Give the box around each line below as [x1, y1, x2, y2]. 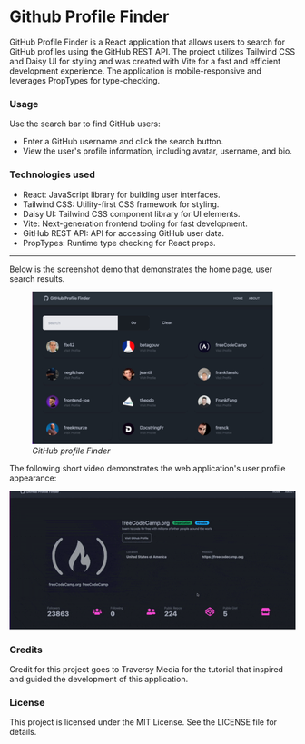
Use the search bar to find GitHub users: [9, 118, 161, 129]
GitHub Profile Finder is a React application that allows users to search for [9, 36, 286, 47]
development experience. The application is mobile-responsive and [9, 65, 261, 76]
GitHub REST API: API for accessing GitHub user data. [22, 227, 225, 238]
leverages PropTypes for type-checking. [9, 74, 161, 85]
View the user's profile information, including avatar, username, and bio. [22, 145, 293, 156]
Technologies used [9, 168, 95, 181]
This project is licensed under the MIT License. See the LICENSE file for [9, 717, 278, 728]
